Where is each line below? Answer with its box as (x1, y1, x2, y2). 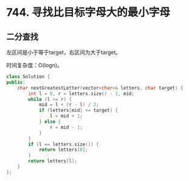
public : (6, 79, 26, 85)
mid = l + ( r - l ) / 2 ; (38, 102, 99, 108)
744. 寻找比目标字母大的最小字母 (6, 5, 170, 19)
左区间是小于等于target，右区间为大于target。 (6, 49, 122, 56)
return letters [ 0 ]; (38, 146, 88, 153)
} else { (38, 119, 61, 125)
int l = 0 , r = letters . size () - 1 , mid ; (28, 90, 135, 97)
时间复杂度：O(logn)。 (6, 62, 63, 68)
